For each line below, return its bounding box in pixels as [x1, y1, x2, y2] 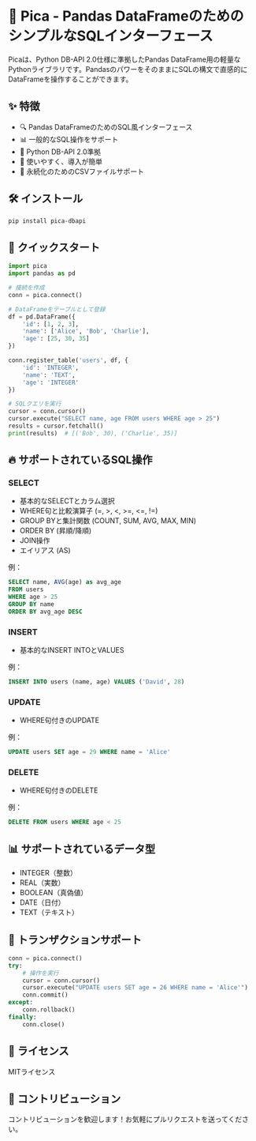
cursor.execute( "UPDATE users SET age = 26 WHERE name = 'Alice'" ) [22, 984, 248, 992]
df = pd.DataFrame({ [8, 313, 76, 321]
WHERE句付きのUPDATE [19, 716, 100, 725]
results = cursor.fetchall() [8, 422, 104, 430]
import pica [8, 262, 47, 270]
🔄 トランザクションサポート [8, 933, 142, 947]
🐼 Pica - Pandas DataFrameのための [8, 7, 244, 25]
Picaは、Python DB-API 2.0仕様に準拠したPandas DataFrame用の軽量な [8, 55, 242, 64]
